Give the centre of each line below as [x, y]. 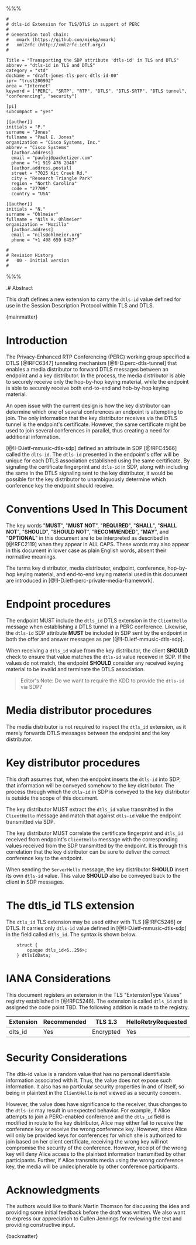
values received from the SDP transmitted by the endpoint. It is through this [97, 845]
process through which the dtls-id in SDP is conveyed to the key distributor [98, 791]
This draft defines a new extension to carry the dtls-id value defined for [94, 299]
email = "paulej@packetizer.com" [52, 158]
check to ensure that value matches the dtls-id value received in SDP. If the [98, 657]
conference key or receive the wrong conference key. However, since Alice [97, 1129]
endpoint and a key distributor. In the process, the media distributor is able [96, 375]
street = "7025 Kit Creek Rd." [49, 173]
